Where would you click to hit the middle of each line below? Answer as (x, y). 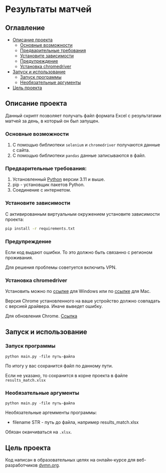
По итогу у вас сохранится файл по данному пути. (59, 366)
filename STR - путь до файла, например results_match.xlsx (75, 422)
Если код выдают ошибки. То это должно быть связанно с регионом (79, 252)
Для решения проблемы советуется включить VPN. (61, 267)
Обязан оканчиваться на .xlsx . (39, 432)
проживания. (19, 257)
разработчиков (22, 465)
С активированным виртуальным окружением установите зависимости (82, 214)
